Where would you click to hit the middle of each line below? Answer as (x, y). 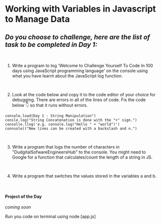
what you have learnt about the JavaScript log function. (67, 76)
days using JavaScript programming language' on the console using (80, 71)
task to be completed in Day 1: (51, 45)
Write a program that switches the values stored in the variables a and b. (84, 176)
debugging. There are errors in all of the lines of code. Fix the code (79, 100)
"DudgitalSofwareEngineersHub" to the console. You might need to (79, 152)
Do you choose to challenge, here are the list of (78, 37)
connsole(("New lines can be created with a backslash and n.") (71, 129)
